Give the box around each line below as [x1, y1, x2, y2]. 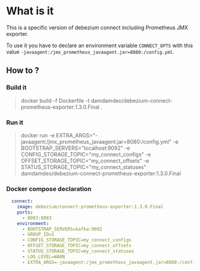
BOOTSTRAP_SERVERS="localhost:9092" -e [20, 144, 130, 152]
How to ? [6, 66, 40, 76]
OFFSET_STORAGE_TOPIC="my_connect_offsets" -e [20, 157, 149, 164]
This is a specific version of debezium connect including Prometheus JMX [6, 24, 189, 31]
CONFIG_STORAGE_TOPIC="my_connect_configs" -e [20, 150, 151, 158]
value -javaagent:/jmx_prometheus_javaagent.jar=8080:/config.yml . [6, 48, 174, 55]
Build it [6, 84, 27, 92]
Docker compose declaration [6, 184, 92, 193]
